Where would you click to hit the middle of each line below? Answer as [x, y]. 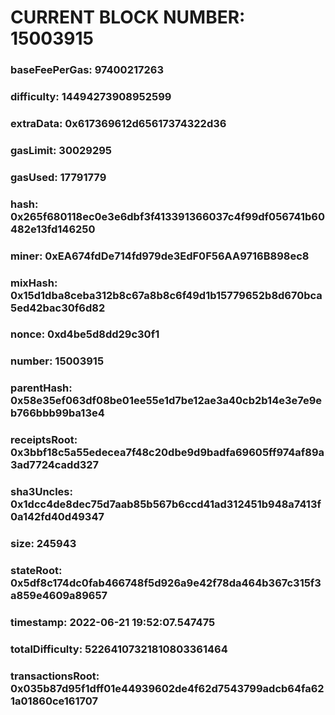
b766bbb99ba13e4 [57, 413]
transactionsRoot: [55, 676]
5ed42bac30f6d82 [58, 308]
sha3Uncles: [41, 492]
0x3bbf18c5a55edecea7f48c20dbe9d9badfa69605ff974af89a [167, 453]
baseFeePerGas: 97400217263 [87, 70]
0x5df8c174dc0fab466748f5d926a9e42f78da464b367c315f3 [166, 583]
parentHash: [41, 388]
